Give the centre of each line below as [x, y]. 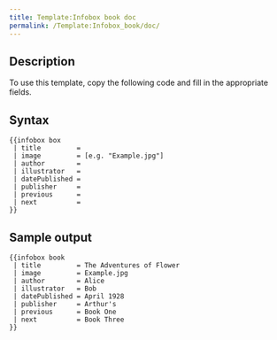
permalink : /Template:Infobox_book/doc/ [85, 26]
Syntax [29, 120]
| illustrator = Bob [55, 289]
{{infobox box [35, 141]
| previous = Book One [65, 312]
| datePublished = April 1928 [69, 296]
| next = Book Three [69, 320]
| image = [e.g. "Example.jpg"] [88, 156]
